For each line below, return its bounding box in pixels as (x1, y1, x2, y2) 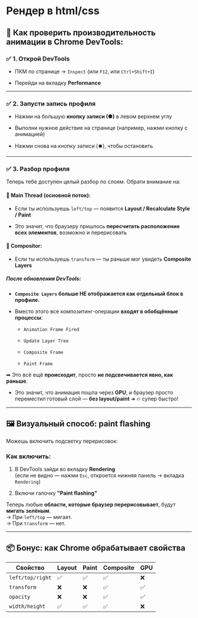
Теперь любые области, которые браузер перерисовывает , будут (6, 501, 176, 508)
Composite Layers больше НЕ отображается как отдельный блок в (14, 290, 184, 297)
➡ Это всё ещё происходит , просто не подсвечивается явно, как (6, 371, 173, 378)
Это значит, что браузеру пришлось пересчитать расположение (14, 222, 180, 229)
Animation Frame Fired (23, 326, 80, 333)
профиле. (14, 296, 40, 303)
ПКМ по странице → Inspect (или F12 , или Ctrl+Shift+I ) (14, 68, 155, 75)
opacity (9, 593, 31, 600)
